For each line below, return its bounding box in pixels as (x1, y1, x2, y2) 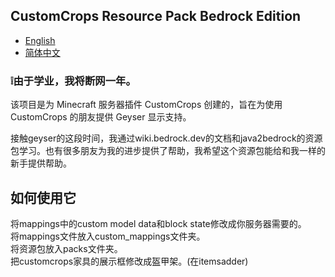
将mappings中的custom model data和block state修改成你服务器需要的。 (10, 217, 307, 229)
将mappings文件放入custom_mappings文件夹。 (10, 230, 206, 242)
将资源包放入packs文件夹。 (10, 242, 123, 254)
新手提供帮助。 (10, 157, 72, 169)
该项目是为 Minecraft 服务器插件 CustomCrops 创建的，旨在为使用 (10, 99, 283, 111)
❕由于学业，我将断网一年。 (10, 74, 137, 88)
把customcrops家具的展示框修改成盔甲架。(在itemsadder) (10, 255, 249, 267)
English (24, 34, 56, 46)
